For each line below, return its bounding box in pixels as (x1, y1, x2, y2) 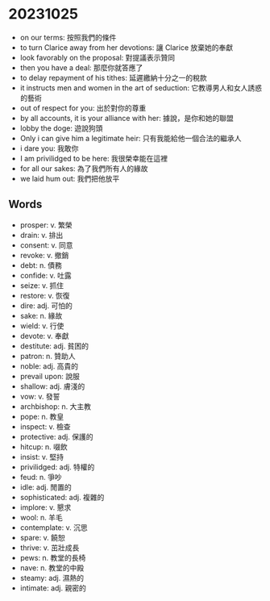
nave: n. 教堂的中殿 (19, 562, 85, 573)
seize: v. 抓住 (19, 280, 64, 290)
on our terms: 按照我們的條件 (19, 32, 117, 42)
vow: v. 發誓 (19, 391, 60, 401)
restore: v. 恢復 (19, 290, 70, 300)
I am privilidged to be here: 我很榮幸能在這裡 (19, 153, 168, 163)
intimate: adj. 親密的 (19, 582, 86, 593)
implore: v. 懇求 (19, 502, 72, 512)
